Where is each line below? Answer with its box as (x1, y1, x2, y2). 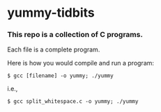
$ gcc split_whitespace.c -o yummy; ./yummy (7, 98, 139, 105)
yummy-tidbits (7, 5, 95, 21)
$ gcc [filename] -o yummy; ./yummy (7, 72, 114, 79)
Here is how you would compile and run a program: (7, 59, 155, 67)
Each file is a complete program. (7, 45, 100, 54)
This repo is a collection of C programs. (7, 30, 143, 40)
